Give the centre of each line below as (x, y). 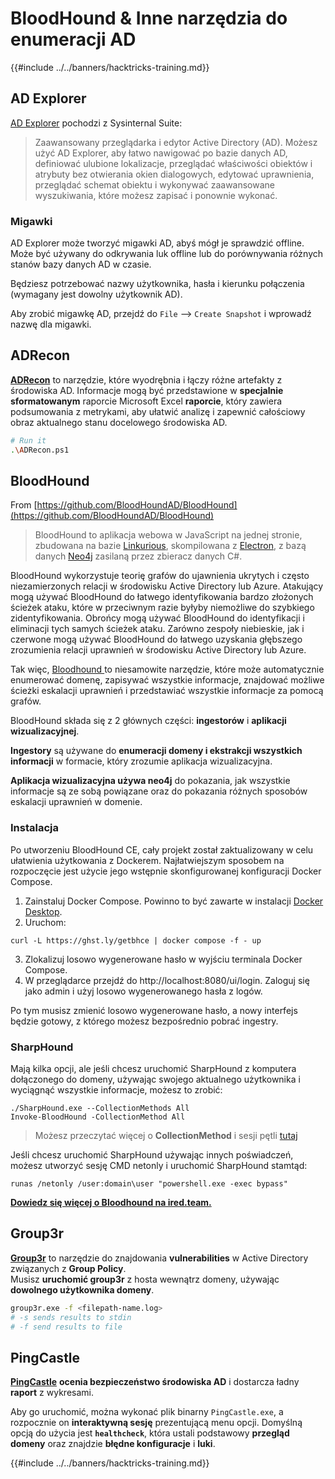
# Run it (28, 440)
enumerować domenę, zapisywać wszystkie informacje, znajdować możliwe (167, 680)
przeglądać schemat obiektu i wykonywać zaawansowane (155, 184)
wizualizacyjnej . (45, 731)
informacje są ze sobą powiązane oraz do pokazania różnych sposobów (159, 791)
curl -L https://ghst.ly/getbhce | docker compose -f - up (136, 940)
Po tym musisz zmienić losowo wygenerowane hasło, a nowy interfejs (154, 1010)
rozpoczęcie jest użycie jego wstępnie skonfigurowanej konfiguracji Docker (166, 871)
